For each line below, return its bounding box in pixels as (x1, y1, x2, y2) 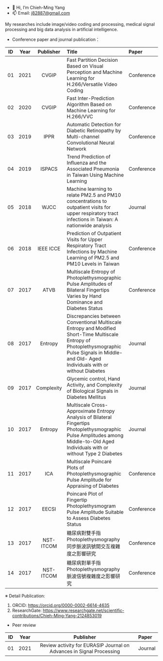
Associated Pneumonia (66, 165, 119, 172)
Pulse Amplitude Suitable (66, 509, 124, 515)
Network (66, 146, 86, 152)
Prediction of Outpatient (66, 230, 121, 237)
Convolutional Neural (66, 139, 115, 146)
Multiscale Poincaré (66, 458, 112, 465)
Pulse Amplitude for (66, 477, 112, 483)
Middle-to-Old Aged (66, 438, 115, 445)
